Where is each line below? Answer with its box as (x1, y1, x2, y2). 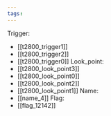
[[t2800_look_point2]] (17, 79, 80, 87)
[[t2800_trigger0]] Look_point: (17, 57, 104, 66)
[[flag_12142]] (17, 101, 56, 109)
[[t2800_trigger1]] (17, 42, 68, 50)
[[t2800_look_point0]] (17, 72, 80, 80)
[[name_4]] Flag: (17, 94, 65, 102)
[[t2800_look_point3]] (17, 64, 80, 72)
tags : (7, 10, 23, 17)
